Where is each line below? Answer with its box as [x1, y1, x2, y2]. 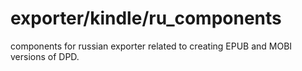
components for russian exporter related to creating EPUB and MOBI [10, 40, 293, 52]
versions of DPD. [10, 50, 80, 62]
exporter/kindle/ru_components [10, 7, 282, 30]
